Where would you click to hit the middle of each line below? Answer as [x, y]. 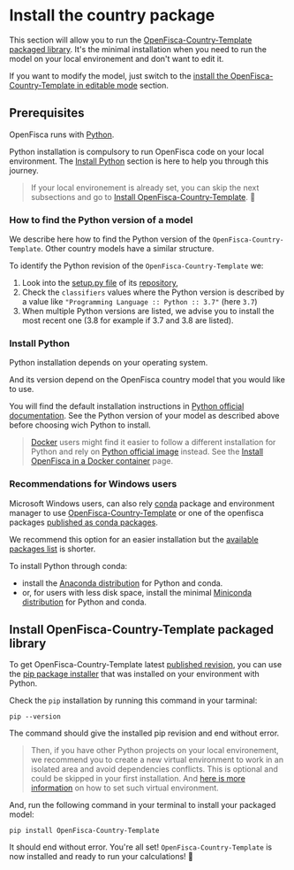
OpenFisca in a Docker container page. [102, 461]
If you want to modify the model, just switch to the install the [119, 75]
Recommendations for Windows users [93, 484]
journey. [24, 170]
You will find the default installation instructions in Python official [127, 406]
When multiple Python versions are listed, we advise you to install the [148, 312]
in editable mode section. [123, 85]
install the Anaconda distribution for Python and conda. [122, 583]
